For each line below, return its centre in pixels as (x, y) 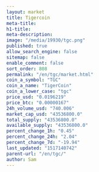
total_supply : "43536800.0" (42, 120)
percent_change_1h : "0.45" (40, 131)
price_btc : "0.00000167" (38, 102)
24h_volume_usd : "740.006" (40, 108)
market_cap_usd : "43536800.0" (45, 114)
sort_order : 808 (27, 69)
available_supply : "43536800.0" (47, 126)
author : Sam (21, 159)
